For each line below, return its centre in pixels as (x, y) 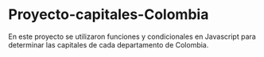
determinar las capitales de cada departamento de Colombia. (109, 44)
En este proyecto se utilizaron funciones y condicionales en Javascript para (132, 36)
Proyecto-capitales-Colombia (109, 15)
